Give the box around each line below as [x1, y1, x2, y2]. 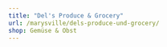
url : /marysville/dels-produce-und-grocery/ [8, 19, 160, 27]
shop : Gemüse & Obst [8, 26, 78, 34]
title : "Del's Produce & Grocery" [8, 11, 124, 20]
